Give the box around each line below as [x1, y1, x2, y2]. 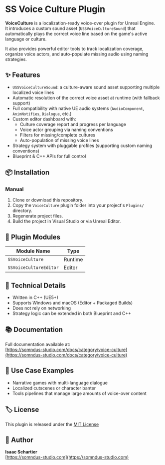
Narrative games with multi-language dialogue [12, 379, 108, 385]
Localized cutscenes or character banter [12, 385, 96, 391]
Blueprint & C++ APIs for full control [12, 153, 86, 159]
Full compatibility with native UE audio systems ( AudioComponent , [12, 105, 145, 111]
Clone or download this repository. [12, 197, 84, 203]
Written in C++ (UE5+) [12, 294, 59, 300]
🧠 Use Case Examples [5, 366, 74, 375]
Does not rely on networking [12, 305, 71, 311]
